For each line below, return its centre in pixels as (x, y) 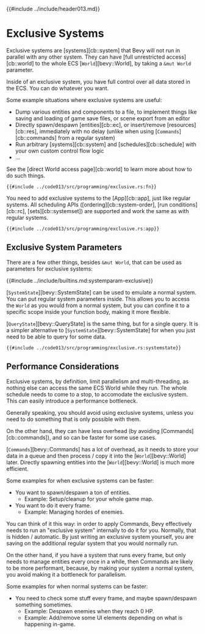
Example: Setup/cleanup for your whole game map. (89, 499)
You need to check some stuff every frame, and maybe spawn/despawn (106, 598)
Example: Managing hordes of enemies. (74, 512)
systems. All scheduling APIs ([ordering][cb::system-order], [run (87, 205)
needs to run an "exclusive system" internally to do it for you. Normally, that (101, 530)
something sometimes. (44, 605)
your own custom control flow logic (59, 151)
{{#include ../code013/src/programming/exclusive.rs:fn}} (81, 187)
